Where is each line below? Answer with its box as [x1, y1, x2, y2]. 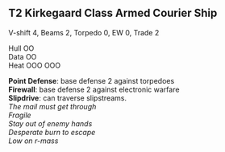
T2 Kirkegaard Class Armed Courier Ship [8, 6, 218, 20]
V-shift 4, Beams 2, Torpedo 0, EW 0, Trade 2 [8, 27, 160, 37]
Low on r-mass [8, 136, 59, 146]
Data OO [8, 51, 37, 61]
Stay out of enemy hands [8, 118, 93, 128]
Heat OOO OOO [8, 60, 61, 70]
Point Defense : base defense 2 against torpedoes [8, 76, 175, 85]
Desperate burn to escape [8, 127, 96, 137]
